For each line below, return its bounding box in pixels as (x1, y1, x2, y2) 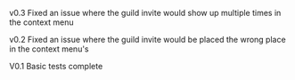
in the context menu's (9, 44, 89, 54)
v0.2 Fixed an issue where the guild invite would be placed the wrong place (9, 35, 287, 44)
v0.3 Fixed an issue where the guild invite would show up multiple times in (9, 8, 282, 18)
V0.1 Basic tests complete (9, 61, 103, 71)
